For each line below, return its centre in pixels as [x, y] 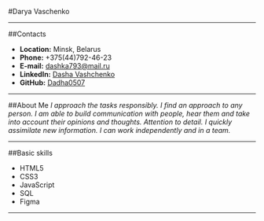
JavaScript [37, 185]
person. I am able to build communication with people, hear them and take [129, 114]
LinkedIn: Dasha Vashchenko [67, 74]
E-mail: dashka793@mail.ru [64, 66]
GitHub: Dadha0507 [52, 83]
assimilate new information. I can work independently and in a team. [119, 130]
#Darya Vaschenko [39, 11]
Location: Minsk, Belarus [60, 49]
